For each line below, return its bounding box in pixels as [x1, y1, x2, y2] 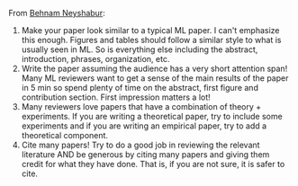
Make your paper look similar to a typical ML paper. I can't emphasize [21, 25, 280, 35]
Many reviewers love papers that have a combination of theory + [21, 102, 262, 111]
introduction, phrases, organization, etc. [21, 54, 170, 64]
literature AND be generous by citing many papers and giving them [21, 149, 270, 160]
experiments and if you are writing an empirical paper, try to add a [21, 120, 267, 131]
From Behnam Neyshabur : [8, 8, 105, 18]
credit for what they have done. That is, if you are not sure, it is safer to [21, 159, 285, 169]
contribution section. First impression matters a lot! [21, 92, 211, 102]
